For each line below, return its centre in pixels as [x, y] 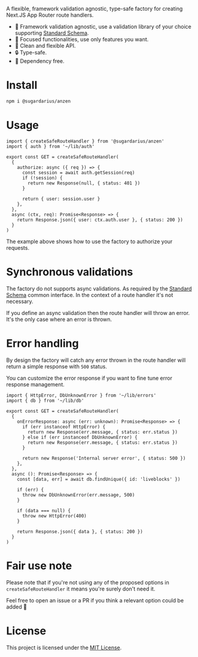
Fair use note [39, 566]
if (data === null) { [44, 511]
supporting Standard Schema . [52, 33]
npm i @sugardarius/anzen [38, 101]
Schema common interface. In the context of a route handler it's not [90, 295]
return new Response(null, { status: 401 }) [84, 183]
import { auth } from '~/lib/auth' [51, 146]
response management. [35, 384]
